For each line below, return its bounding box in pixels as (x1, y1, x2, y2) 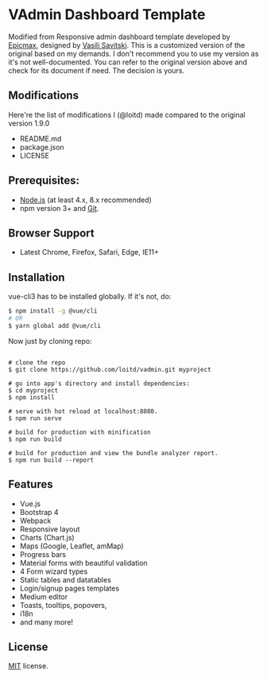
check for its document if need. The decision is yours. (8, 65, 185, 75)
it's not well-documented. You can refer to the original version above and (8, 57, 248, 67)
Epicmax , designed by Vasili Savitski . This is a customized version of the (8, 40, 246, 49)
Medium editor (19, 591, 68, 602)
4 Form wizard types (19, 567, 88, 576)
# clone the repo (8, 358, 66, 367)
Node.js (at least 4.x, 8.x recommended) (19, 195, 153, 205)
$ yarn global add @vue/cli (8, 321, 102, 329)
